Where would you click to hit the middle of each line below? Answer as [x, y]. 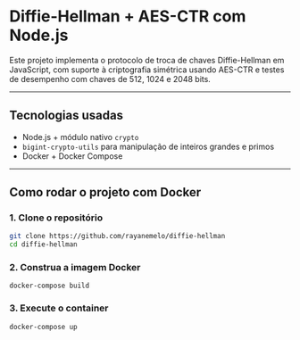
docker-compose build [50, 286]
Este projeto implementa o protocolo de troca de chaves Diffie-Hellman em [147, 60]
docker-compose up [43, 327]
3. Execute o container [59, 308]
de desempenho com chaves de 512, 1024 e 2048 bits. [110, 79]
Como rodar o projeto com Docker [105, 192]
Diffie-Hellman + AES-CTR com [128, 17]
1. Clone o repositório [56, 218]
